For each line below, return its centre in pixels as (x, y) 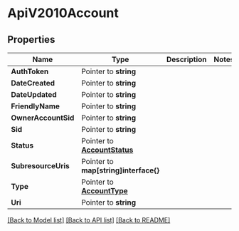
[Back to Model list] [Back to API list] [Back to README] (89, 220)
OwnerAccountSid (43, 118)
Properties (31, 40)
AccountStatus (107, 150)
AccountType (105, 191)
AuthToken (30, 71)
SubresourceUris (40, 166)
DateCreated (33, 83)
